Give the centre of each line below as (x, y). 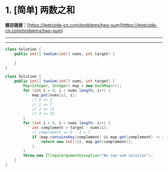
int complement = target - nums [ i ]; (70, 128)
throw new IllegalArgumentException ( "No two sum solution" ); (88, 155)
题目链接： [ (17, 25)
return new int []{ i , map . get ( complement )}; (87, 141)
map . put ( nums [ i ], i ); (54, 95)
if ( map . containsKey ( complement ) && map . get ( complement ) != (96, 137)
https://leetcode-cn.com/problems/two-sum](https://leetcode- (93, 25)
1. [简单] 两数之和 (40, 10)
